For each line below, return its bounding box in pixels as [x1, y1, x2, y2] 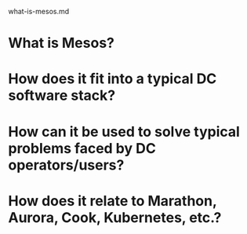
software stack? [8, 86, 116, 104]
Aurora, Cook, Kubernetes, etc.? [8, 208, 222, 226]
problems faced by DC [8, 139, 157, 157]
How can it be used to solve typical [8, 122, 241, 141]
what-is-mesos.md [8, 7, 70, 16]
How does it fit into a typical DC [8, 70, 217, 88]
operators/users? [8, 156, 125, 174]
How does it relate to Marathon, [8, 192, 217, 210]
